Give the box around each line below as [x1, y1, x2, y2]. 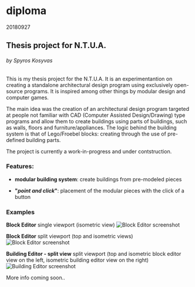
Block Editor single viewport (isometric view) [6, 221, 116, 228]
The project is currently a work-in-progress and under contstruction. [6, 148, 172, 155]
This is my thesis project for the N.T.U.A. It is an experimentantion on [6, 75, 173, 82]
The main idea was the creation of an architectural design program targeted [6, 105, 190, 112]
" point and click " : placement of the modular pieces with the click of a [14, 187, 185, 194]
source [6, 87, 23, 94]
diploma [6, 4, 47, 18]
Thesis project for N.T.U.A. [6, 40, 107, 50]
